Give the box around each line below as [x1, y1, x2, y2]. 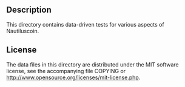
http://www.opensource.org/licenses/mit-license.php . [6, 74, 141, 81]
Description [6, 5, 52, 15]
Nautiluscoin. [6, 27, 39, 34]
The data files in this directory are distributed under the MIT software [6, 60, 179, 68]
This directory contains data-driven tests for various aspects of [6, 21, 165, 28]
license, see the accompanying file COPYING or [6, 67, 126, 74]
